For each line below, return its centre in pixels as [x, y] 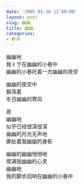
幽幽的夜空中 [21, 84]
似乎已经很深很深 [27, 126]
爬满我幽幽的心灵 [27, 161]
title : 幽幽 [20, 28]
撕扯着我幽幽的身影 [29, 141]
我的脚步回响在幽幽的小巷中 [40, 176]
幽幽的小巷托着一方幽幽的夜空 [42, 71]
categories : [21, 34]
